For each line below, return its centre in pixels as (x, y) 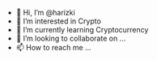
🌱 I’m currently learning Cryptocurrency (82, 30)
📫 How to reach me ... (53, 47)
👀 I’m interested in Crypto (58, 21)
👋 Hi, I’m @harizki (45, 13)
